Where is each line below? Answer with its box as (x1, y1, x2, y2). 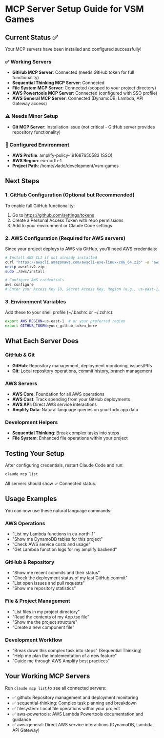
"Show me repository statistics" (12, 585, 76, 591)
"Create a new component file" (12, 624, 75, 630)
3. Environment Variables (5, 298, 66, 305)
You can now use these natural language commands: (5, 507, 112, 513)
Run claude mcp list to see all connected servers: (5, 685, 106, 691)
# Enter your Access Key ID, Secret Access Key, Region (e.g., (5, 287, 137, 292)
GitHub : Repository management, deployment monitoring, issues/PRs (12, 362, 152, 368)
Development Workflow (5, 636, 62, 643)
